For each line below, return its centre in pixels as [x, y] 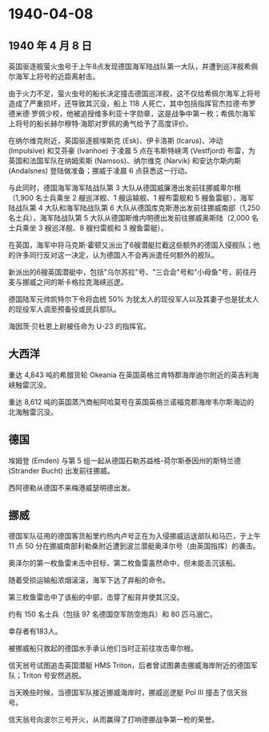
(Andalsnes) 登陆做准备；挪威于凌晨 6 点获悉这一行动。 [100, 171]
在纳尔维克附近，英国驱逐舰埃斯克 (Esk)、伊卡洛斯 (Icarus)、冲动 [116, 140]
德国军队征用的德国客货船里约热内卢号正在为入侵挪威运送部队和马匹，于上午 [134, 536]
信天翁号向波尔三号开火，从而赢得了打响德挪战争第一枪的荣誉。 [113, 720]
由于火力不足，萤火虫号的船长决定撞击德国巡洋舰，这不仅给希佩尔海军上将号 [134, 94]
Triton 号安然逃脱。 [54, 676]
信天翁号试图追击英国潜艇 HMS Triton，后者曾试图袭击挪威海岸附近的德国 [130, 665]
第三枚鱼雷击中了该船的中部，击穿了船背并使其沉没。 [96, 597]
